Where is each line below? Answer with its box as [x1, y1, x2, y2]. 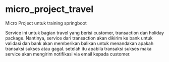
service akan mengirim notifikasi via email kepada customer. [5, 51, 131, 57]
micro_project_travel [5, 3, 94, 15]
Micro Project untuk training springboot [5, 20, 87, 26]
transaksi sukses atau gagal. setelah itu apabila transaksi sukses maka [5, 45, 152, 51]
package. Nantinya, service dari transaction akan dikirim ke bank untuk [5, 35, 153, 41]
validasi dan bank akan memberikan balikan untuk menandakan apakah [5, 40, 154, 46]
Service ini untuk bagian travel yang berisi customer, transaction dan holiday [5, 29, 164, 35]
